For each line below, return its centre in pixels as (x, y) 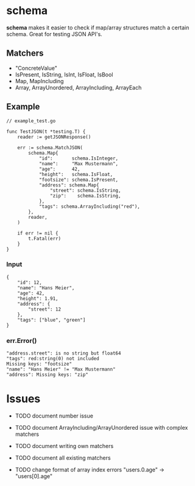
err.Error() (22, 341)
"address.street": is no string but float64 (64, 353)
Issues (23, 399)
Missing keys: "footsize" (39, 364)
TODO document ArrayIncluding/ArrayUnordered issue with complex (101, 428)
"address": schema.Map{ (69, 185)
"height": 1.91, (38, 298)
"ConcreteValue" (36, 68)
